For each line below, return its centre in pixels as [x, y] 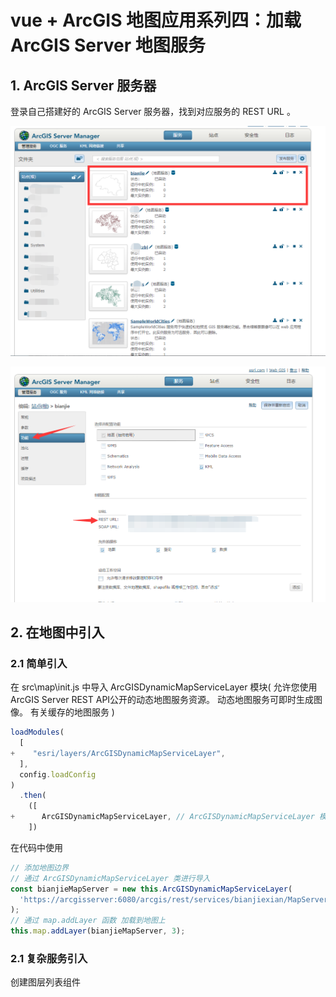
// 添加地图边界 [39, 867]
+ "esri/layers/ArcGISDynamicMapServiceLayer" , [118, 753]
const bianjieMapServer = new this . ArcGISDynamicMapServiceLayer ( [151, 889]
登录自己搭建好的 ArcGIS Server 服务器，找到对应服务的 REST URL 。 [153, 111]
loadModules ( [37, 732]
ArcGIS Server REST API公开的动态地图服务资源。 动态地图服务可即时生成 [162, 700]
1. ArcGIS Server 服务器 [83, 85]
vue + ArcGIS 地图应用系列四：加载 [156, 20]
